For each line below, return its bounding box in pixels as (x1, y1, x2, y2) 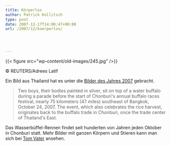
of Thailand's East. (17, 115, 57, 121)
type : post (5, 17, 29, 22)
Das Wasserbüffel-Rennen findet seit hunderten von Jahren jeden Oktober (5, 125, 162, 131)
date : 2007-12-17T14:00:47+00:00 (5, 21, 77, 27)
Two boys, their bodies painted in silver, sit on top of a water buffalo (17, 87, 161, 94)
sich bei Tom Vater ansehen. (5, 135, 65, 141)
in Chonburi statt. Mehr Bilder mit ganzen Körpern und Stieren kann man (5, 130, 157, 136)
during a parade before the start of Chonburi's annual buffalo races (17, 93, 160, 99)
